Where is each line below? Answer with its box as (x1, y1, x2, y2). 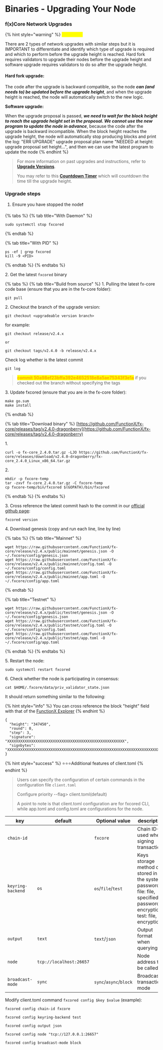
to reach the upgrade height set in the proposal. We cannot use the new (5, 118, 153, 124)
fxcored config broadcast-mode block (5, 1040, 81, 1045)
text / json (94, 935, 116, 942)
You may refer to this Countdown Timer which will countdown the (16, 173, 149, 179)
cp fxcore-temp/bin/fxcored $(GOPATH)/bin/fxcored (5, 484, 110, 490)
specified (137, 894, 159, 901)
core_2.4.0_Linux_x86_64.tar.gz (5, 458, 70, 463)
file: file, (137, 888, 155, 895)
